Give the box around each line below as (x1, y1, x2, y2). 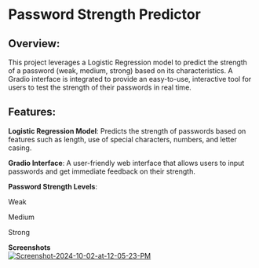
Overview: (8, 37, 60, 50)
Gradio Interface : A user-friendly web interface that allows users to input (8, 158, 245, 167)
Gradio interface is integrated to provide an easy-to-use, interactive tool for (8, 75, 252, 83)
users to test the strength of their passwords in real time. (8, 83, 192, 92)
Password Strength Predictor (8, 6, 202, 24)
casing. (8, 143, 32, 152)
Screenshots (8, 242, 51, 252)
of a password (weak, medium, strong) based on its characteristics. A (8, 66, 233, 75)
